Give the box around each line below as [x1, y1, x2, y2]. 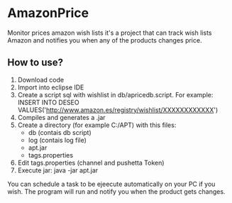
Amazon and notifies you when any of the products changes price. [7, 35, 202, 44]
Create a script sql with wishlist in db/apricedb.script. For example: [17, 90, 214, 99]
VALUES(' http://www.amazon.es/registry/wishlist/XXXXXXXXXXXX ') [17, 105, 219, 114]
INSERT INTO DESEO [17, 98, 79, 106]
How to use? [7, 57, 64, 69]
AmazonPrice [7, 5, 89, 21]
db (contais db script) [28, 128, 92, 136]
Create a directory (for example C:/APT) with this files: [17, 121, 177, 129]
